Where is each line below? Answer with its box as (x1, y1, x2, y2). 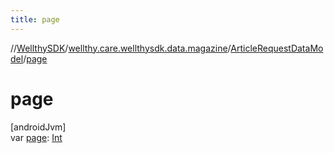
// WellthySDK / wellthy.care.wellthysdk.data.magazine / (10, 42, 232, 54)
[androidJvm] (10, 121, 67, 133)
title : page (10, 14, 60, 25)
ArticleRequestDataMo (230, 42, 324, 54)
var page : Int (10, 131, 63, 143)
